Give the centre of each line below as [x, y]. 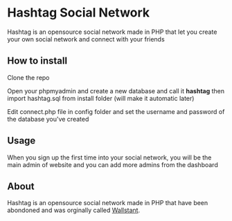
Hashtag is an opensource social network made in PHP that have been [108, 203]
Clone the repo [28, 77]
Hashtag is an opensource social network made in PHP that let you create [112, 32]
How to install [37, 61]
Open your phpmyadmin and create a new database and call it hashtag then [116, 90]
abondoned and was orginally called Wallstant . [74, 210]
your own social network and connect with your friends [86, 39]
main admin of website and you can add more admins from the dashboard [113, 164]
